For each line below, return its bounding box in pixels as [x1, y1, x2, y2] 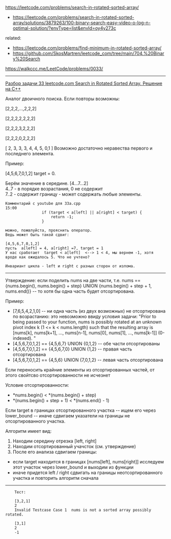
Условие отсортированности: [5, 382, 69, 388]
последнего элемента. [5, 151, 54, 156]
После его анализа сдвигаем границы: [12, 449, 97, 455]
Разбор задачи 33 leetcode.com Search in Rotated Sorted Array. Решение [5, 80, 163, 86]
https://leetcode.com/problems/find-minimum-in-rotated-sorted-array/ [12, 45, 162, 51]
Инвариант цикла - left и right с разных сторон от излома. [5, 264, 136, 269]
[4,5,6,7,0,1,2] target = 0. [5, 171, 56, 176]
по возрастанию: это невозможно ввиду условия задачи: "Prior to [12, 314, 157, 319]
